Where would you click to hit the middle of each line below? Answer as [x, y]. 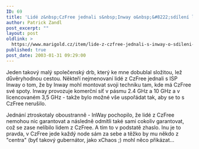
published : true [26, 50]
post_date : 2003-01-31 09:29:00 [46, 55]
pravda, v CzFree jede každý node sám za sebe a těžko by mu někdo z [92, 134]
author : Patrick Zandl [34, 22]
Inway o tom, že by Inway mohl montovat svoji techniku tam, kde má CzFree [99, 85]
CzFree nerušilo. [26, 103]
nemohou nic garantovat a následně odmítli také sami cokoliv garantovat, [95, 121]
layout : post [22, 34]
